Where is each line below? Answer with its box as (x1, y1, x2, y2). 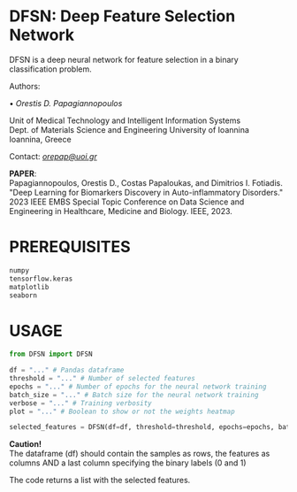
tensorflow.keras (9, 274, 73, 283)
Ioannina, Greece (9, 134, 72, 144)
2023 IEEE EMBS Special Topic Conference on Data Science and (9, 196, 245, 207)
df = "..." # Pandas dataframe (9, 365, 125, 375)
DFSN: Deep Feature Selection (9, 6, 236, 27)
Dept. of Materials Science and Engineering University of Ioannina (9, 124, 250, 135)
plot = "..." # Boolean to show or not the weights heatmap (9, 407, 236, 416)
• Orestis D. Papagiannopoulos (9, 97, 123, 108)
